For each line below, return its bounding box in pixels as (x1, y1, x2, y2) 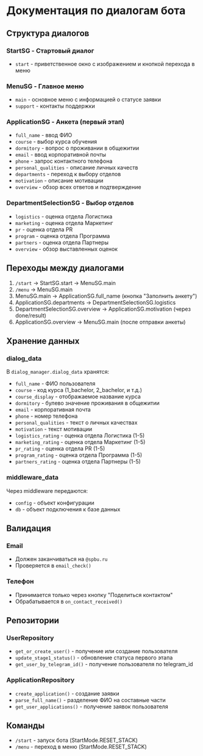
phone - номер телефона (15, 412, 78, 420)
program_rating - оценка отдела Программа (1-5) (15, 451, 143, 459)
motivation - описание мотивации (15, 177, 104, 184)
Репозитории (6, 615, 60, 626)
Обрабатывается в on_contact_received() (15, 598, 123, 605)
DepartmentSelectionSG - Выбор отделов (6, 199, 134, 207)
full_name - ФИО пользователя (15, 380, 96, 387)
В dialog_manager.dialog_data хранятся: (6, 368, 110, 376)
